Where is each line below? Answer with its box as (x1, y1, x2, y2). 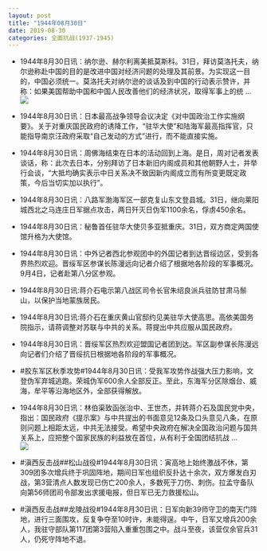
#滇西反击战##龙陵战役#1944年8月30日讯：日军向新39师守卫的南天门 (19, 505, 251, 514)
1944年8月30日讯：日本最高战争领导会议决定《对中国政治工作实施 (19, 111, 238, 121)
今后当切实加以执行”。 (33, 178, 108, 188)
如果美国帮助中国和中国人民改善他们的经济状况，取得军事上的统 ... (33, 87, 252, 96)
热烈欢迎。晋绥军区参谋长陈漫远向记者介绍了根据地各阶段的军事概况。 (26, 259, 257, 268)
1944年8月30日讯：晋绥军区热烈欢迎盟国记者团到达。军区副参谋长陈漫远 (19, 339, 259, 349)
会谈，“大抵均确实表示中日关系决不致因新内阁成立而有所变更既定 (26, 168, 240, 178)
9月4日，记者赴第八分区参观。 (19, 268, 120, 279)
